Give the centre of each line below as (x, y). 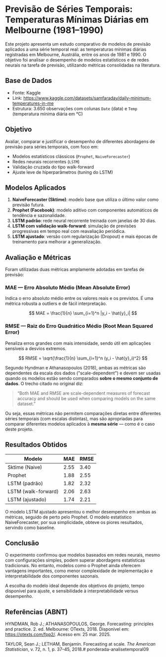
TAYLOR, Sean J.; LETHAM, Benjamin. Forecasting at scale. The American (80, 644)
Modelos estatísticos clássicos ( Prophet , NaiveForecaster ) (71, 156)
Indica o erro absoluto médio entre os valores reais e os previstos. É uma (79, 298)
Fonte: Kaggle (26, 92)
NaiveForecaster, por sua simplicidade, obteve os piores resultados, (74, 522)
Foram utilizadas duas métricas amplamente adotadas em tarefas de (75, 270)
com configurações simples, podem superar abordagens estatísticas (75, 560)
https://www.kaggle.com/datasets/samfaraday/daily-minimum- (87, 98)
